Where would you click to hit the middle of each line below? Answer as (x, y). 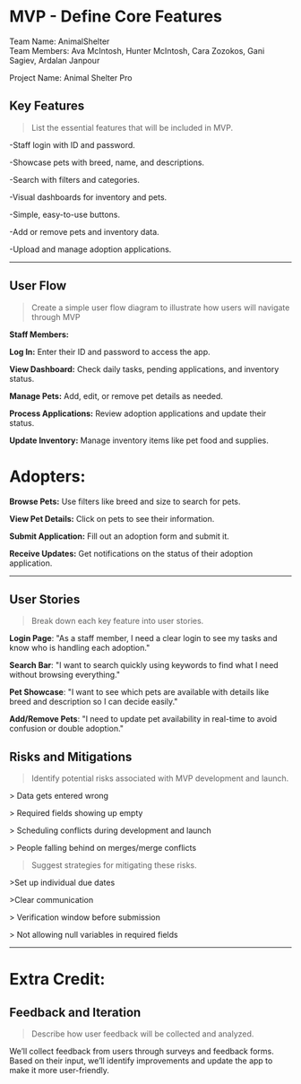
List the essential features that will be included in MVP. (132, 127)
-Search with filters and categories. (75, 179)
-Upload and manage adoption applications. (90, 249)
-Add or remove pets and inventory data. (84, 231)
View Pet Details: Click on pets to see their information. (112, 518)
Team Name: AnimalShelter (60, 41)
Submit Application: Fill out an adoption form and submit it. (120, 536)
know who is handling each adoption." (80, 648)
